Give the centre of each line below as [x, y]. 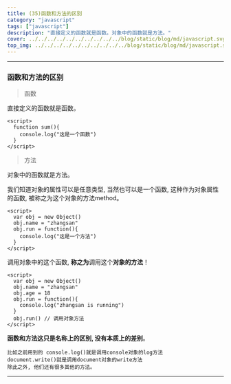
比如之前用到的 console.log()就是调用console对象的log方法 [85, 353]
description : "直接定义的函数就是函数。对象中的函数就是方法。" [89, 33]
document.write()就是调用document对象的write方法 [75, 360]
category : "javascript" [41, 20]
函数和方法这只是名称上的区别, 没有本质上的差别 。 [78, 339]
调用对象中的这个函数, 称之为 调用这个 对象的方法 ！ [78, 262]
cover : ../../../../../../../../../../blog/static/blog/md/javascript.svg [117, 39]
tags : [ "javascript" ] [38, 26]
